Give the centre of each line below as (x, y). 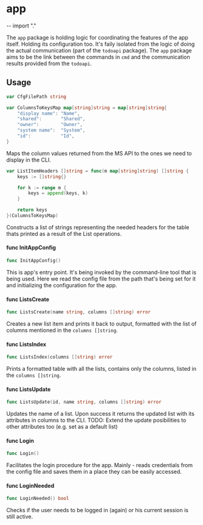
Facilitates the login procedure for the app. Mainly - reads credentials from (100, 465)
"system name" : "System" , (51, 130)
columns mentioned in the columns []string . (62, 330)
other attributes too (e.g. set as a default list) (62, 427)
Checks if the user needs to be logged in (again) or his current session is (97, 510)
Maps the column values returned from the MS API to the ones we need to (99, 153)
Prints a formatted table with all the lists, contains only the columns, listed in (101, 369)
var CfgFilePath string (36, 96)
